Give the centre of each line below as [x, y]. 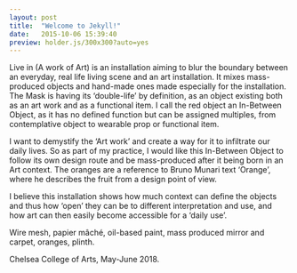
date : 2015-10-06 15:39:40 [63, 34]
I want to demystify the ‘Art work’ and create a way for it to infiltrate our [140, 141]
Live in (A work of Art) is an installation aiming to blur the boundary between [149, 68]
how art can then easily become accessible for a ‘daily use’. [118, 215]
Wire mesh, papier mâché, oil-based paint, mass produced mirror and [137, 233]
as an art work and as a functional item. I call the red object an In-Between [145, 105]
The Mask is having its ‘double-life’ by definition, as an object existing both [146, 96]
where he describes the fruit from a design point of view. [113, 180]
